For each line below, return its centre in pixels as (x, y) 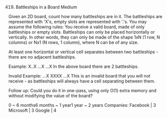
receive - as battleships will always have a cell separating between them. (82, 81)
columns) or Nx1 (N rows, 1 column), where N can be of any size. (73, 42)
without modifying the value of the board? (51, 96)
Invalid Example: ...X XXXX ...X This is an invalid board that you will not (80, 76)
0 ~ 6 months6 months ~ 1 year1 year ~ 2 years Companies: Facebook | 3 (82, 105)
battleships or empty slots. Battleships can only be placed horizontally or (82, 32)
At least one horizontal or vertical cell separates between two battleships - (83, 52)
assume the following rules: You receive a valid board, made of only (77, 27)
